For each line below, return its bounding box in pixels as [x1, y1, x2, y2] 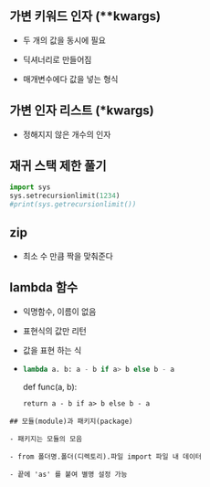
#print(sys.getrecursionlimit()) [9, 200, 137, 209]
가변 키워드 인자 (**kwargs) [9, 8, 162, 25]
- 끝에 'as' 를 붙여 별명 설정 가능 [9, 470, 128, 479]
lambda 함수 [9, 280, 79, 295]
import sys [9, 183, 51, 192]
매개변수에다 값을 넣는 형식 [22, 73, 119, 84]
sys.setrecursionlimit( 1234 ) [9, 191, 121, 201]
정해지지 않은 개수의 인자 [22, 129, 111, 140]
